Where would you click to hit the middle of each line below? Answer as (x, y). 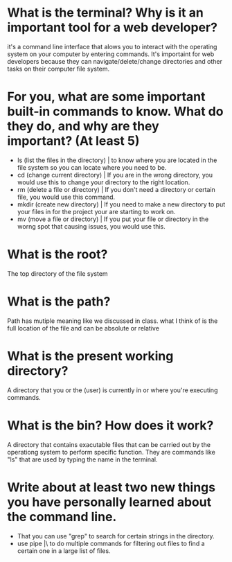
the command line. (62, 517)
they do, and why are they (83, 126)
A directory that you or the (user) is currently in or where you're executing (113, 390)
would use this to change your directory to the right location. (104, 182)
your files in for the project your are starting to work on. (96, 211)
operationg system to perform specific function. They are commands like (111, 452)
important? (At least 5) (73, 141)
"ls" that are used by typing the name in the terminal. (82, 459)
